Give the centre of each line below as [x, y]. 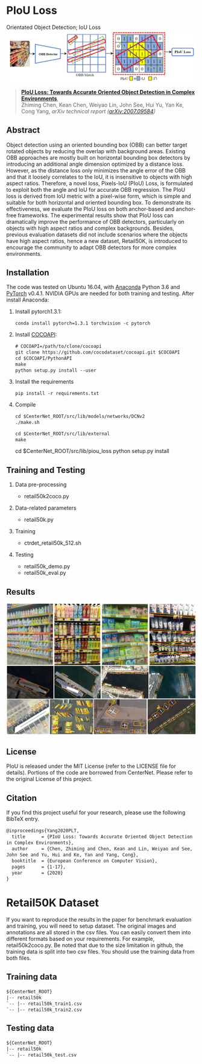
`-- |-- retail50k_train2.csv [44, 1010]
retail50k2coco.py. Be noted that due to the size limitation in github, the [95, 945]
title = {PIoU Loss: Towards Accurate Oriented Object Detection [102, 837]
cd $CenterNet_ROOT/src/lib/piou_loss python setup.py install [92, 451]
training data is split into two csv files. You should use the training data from [100, 952]
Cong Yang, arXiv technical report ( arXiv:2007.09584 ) [88, 111]
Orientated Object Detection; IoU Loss [54, 27]
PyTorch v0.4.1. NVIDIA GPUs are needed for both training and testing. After [100, 294]
